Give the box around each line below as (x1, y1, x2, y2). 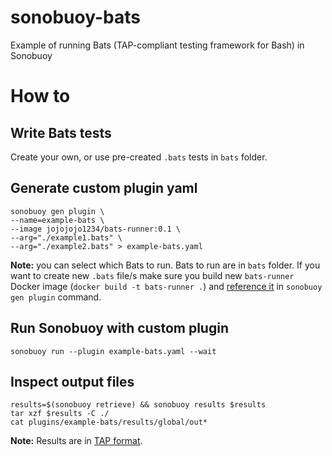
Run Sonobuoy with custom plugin (10, 320, 229, 337)
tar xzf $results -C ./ (10, 409, 110, 419)
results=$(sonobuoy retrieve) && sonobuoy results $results (10, 400, 267, 410)
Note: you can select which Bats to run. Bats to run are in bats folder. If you (10, 259, 321, 271)
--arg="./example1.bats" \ (10, 232, 123, 243)
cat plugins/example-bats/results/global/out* (10, 417, 208, 428)
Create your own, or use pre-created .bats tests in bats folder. (10, 151, 268, 163)
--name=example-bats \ (10, 215, 105, 225)
